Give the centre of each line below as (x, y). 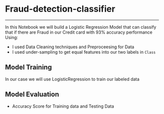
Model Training (29, 67)
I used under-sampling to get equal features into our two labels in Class (84, 52)
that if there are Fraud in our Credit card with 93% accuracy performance (79, 32)
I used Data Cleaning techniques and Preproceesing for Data (73, 47)
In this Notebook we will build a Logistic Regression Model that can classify (81, 27)
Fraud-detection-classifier (60, 9)
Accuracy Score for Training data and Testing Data (63, 106)
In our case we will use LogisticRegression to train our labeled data (72, 79)
